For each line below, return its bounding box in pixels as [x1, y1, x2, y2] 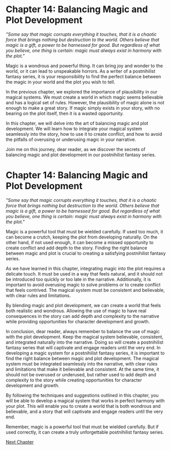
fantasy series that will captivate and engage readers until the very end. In [6, 344, 161, 350]
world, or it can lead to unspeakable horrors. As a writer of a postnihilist [6, 68, 156, 74]
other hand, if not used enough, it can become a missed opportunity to [6, 239, 154, 245]
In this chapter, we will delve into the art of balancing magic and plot [6, 120, 149, 126]
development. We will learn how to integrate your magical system [6, 126, 143, 132]
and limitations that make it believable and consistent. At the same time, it [6, 366, 159, 372]
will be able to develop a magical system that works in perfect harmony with [6, 398, 165, 404]
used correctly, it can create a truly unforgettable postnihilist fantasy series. [6, 429, 164, 435]
